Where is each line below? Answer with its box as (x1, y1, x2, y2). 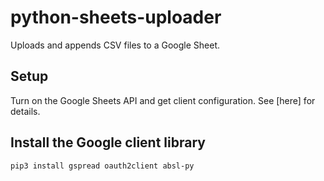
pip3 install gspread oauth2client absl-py (10, 161, 195, 171)
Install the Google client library (10, 134, 206, 151)
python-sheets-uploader (10, 6, 222, 29)
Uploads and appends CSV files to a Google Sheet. (10, 39, 220, 51)
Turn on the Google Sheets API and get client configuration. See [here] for (10, 94, 316, 106)
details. (10, 105, 41, 117)
